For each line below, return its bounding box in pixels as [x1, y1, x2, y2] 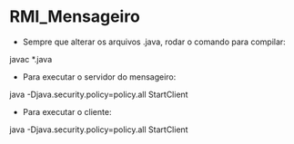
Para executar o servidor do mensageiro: [22, 71, 177, 82]
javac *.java [9, 53, 53, 64]
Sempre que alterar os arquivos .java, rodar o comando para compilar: [22, 36, 287, 47]
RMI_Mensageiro [9, 6, 141, 27]
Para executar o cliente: [22, 106, 112, 117]
